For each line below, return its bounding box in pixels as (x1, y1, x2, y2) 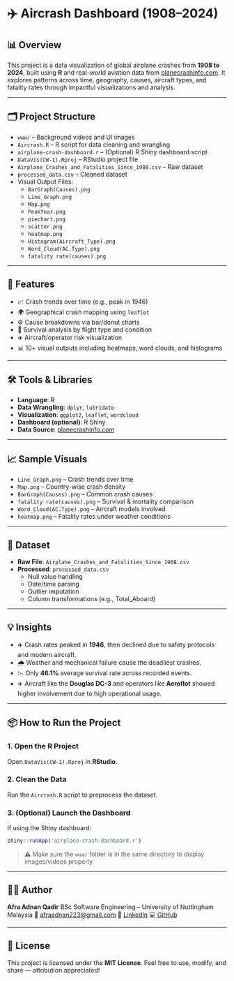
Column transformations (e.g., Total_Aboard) (27, 595, 156, 603)
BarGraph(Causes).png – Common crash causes (17, 490, 153, 499)
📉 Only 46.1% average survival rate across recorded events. (17, 668, 192, 677)
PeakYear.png (27, 208, 66, 215)
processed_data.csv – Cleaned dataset (17, 170, 127, 178)
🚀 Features (7, 279, 55, 290)
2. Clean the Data (7, 774, 67, 784)
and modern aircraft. (17, 650, 77, 658)
